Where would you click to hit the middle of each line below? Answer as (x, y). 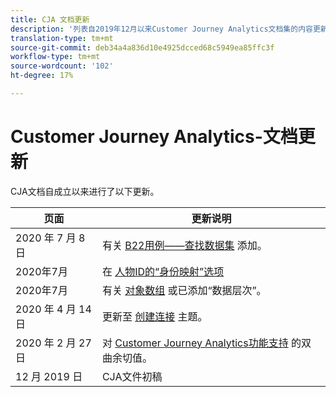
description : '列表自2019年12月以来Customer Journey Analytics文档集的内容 (161, 29)
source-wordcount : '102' (62, 66)
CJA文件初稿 (132, 376)
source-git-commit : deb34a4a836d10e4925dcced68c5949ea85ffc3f (142, 47)
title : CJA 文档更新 (50, 19)
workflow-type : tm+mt (55, 57)
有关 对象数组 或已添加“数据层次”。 (184, 290)
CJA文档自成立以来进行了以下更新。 (85, 191)
